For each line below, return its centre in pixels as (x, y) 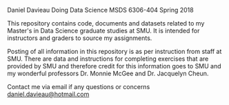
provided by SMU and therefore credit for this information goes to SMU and (114, 66)
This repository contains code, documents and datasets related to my (106, 23)
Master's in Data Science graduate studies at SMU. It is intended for (103, 31)
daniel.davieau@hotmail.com (48, 94)
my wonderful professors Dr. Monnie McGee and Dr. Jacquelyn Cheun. (108, 73)
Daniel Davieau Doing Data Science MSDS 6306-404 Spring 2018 (101, 10)
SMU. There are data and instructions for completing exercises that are (108, 59)
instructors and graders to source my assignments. (80, 38)
